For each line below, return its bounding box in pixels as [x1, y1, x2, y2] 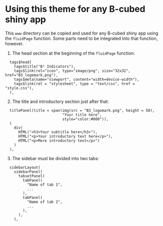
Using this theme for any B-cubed [5, 3, 146, 15]
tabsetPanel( [18, 173, 45, 178]
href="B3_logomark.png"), [5, 72, 58, 77]
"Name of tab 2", [27, 199, 63, 204]
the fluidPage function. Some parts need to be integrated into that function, [5, 35, 158, 41]
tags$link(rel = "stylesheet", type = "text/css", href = [14, 81, 135, 86]
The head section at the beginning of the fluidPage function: [12, 50, 135, 56]
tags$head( [9, 60, 32, 65]
